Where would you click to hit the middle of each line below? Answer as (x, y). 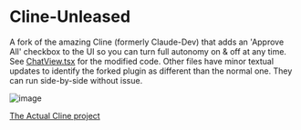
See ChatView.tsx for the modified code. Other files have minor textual (142, 61)
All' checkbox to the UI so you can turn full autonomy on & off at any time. (148, 51)
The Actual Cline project (55, 115)
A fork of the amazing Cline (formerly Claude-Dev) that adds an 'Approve (147, 42)
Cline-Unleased (70, 17)
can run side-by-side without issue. (76, 80)
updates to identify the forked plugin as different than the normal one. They (151, 71)
